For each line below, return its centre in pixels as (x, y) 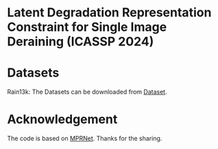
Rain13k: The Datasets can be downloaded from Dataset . (87, 92)
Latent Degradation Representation (109, 13)
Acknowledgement (62, 119)
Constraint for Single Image (87, 27)
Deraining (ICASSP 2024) (81, 42)
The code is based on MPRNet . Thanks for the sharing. (85, 139)
